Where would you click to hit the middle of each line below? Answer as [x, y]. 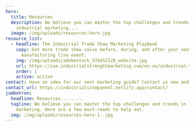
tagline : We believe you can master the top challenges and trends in [99, 104]
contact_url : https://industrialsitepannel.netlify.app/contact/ [87, 88]
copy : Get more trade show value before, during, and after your [97, 50]
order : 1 [27, 71]
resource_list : [24, 39]
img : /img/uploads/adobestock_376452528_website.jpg [82, 60]
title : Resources [32, 17]
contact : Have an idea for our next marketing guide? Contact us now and [97, 83]
